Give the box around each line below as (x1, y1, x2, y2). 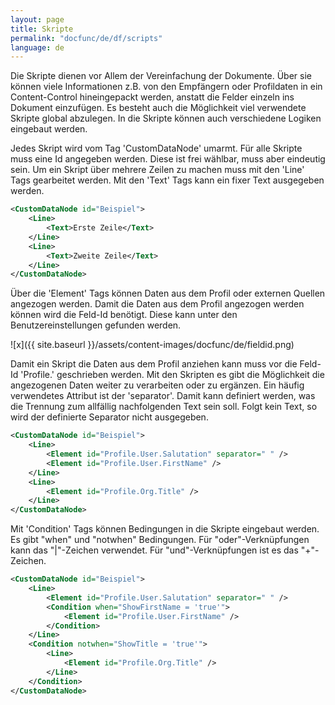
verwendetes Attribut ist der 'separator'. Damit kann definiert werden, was (10, 390, 316, 402)
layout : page (10, 14, 65, 25)
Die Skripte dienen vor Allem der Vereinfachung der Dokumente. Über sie (10, 70, 313, 82)
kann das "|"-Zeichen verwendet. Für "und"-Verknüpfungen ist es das (10, 544, 299, 556)
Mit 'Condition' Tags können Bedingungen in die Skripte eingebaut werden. (10, 523, 320, 535)
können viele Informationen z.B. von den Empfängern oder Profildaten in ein (10, 81, 323, 93)
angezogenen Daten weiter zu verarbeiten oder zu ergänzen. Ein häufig (10, 379, 305, 391)
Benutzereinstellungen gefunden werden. (10, 319, 182, 331)
